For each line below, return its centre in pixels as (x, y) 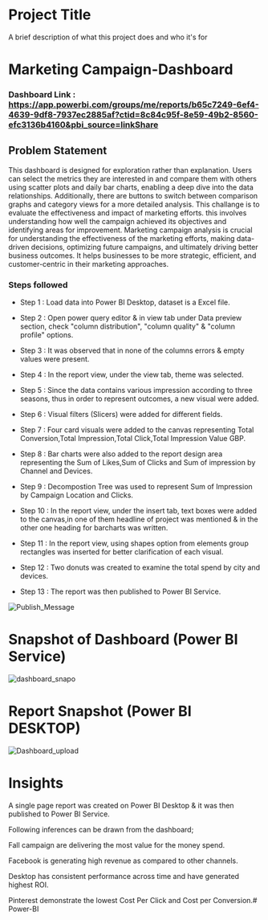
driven (19, 247)
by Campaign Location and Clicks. (77, 495)
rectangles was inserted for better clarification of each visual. (122, 552)
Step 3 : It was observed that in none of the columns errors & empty (132, 350)
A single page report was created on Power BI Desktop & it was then (121, 805)
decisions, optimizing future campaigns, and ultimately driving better (144, 247)
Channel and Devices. (56, 471)
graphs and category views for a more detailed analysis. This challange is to (134, 204)
